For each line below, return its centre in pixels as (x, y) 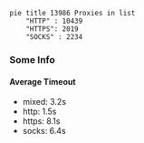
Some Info (33, 59)
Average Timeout (43, 81)
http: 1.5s (39, 112)
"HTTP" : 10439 (54, 21)
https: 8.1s (41, 121)
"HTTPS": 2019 (52, 29)
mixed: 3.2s (44, 102)
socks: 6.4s (44, 131)
